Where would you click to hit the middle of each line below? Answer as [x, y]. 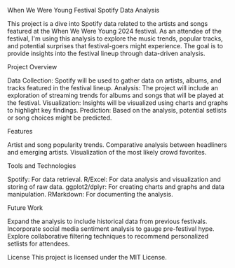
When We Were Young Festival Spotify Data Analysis [83, 10]
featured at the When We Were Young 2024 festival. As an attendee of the [115, 31]
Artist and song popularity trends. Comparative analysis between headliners [117, 145]
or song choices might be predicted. [60, 118]
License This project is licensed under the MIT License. [87, 257]
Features [20, 131]
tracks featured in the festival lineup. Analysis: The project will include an [113, 88]
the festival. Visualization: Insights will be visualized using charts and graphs [118, 103]
